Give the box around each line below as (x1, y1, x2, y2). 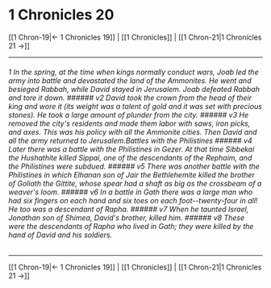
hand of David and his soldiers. (8, 230, 113, 240)
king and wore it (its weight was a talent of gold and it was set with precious (8, 101, 262, 111)
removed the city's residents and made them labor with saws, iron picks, (8, 119, 251, 128)
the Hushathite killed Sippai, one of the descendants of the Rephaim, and (8, 152, 252, 162)
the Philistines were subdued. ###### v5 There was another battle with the (8, 161, 260, 171)
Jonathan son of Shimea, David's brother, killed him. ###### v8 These (8, 212, 244, 223)
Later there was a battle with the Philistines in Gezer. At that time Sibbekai (8, 144, 255, 154)
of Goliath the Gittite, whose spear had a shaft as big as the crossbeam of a (8, 178, 262, 188)
